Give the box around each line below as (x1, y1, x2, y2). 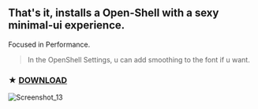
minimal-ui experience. (8, 19, 125, 32)
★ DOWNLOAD (8, 74, 68, 85)
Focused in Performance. (8, 39, 91, 49)
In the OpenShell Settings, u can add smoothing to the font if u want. (27, 54, 250, 64)
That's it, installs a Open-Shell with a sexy (8, 6, 219, 20)
